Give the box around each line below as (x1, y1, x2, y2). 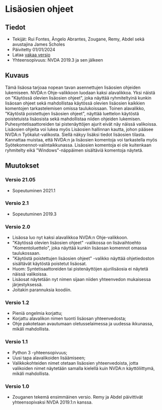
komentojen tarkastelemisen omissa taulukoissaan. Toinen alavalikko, (5, 105, 145, 111)
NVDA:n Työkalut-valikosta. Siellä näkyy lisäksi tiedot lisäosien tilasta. (5, 132, 146, 137)
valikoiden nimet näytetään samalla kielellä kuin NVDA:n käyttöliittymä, (12, 365, 155, 371)
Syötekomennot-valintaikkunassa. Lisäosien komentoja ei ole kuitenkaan (5, 142, 152, 148)
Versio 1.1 (5, 339, 28, 345)
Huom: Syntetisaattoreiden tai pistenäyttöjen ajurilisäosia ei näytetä (12, 266, 148, 272)
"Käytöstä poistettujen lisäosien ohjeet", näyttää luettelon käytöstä (5, 110, 139, 116)
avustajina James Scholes (12, 41, 65, 47)
